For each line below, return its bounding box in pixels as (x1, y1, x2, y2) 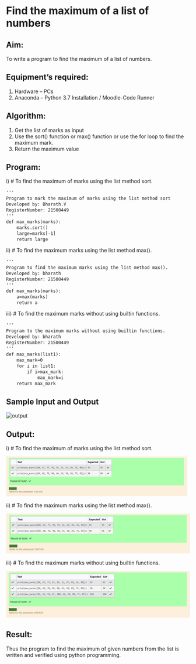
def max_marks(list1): (6, 351, 61, 358)
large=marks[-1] (16, 231, 57, 237)
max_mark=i (37, 375, 64, 381)
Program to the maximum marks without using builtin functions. (6, 328, 166, 334)
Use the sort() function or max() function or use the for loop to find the (14, 133, 184, 140)
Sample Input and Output (6, 396, 99, 406)
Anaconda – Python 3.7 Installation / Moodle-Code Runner (14, 94, 155, 101)
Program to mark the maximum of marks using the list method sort (6, 196, 171, 201)
